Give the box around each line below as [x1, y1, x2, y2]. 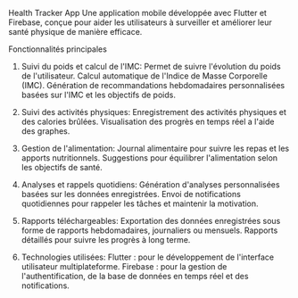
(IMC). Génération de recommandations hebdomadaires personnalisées [21, 80, 286, 90]
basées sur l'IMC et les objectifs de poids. [21, 89, 176, 100]
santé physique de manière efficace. [8, 27, 143, 37]
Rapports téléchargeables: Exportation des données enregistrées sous [21, 216, 281, 226]
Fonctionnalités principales [8, 44, 108, 54]
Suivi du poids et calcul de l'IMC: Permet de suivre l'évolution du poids [21, 62, 282, 71]
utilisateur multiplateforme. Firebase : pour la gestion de [21, 261, 228, 271]
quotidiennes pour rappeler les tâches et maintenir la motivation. [21, 198, 260, 209]
